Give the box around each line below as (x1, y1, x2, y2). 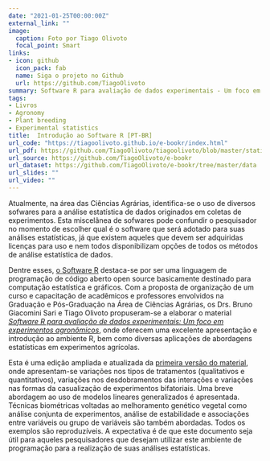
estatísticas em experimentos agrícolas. (8, 342, 141, 352)
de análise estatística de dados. (8, 249, 113, 259)
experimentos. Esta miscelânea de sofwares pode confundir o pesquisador (8, 215, 257, 225)
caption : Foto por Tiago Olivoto (15, 34, 128, 43)
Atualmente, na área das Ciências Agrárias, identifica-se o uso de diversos (8, 198, 256, 208)
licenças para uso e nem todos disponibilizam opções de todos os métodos (8, 241, 259, 250)
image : (8, 27, 31, 35)
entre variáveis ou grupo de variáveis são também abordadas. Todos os (8, 418, 246, 427)
